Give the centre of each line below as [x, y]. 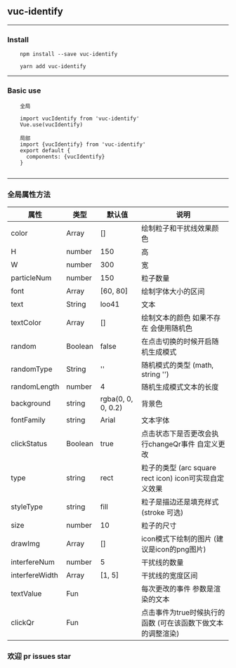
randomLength [35, 387]
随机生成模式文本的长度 [180, 387]
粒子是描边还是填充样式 [180, 502]
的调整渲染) [160, 633]
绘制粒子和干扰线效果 [177, 228]
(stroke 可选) [163, 512]
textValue [26, 594]
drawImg [26, 543]
